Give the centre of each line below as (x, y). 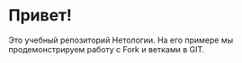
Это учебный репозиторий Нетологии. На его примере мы (121, 40)
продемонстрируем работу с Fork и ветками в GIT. (107, 49)
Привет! (40, 16)
